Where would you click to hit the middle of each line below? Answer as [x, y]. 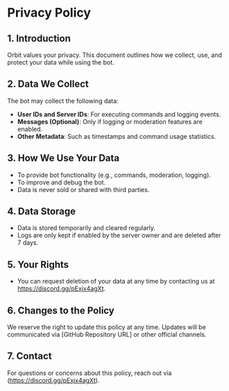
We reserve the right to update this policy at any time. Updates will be [107, 327]
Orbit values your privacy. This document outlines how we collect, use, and [114, 55]
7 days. [28, 243]
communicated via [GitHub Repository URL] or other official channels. [107, 335]
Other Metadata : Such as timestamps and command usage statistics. [117, 136]
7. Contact [29, 356]
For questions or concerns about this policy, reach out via [90, 373]
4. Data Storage [42, 212]
